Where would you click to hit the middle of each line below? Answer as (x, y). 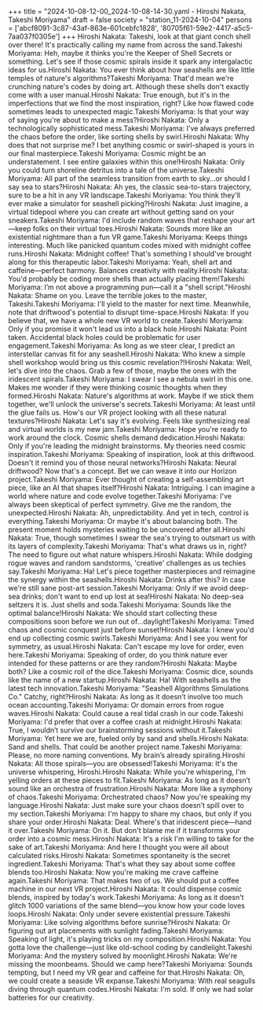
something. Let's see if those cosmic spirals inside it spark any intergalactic (130, 61)
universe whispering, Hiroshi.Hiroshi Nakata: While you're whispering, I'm (127, 772)
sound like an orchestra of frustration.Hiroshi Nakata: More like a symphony (130, 789)
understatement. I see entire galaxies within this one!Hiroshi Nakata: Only (127, 162)
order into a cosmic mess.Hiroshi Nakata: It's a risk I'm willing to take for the (131, 839)
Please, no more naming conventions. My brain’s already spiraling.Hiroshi (127, 755)
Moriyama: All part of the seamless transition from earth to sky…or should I (129, 179)
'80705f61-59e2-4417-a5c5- (207, 28)
